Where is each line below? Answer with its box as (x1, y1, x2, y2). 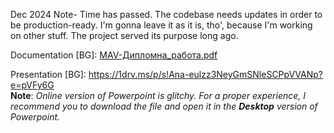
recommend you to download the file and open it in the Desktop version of (10, 100, 318, 112)
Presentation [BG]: (10, 69, 87, 80)
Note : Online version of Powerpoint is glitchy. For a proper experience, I (10, 90, 307, 101)
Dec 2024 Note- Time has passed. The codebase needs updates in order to (10, 9, 323, 20)
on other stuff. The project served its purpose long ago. (10, 30, 239, 41)
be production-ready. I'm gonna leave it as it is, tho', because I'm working (10, 19, 313, 31)
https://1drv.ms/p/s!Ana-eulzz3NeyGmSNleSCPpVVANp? (88, 69, 323, 80)
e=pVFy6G (10, 79, 55, 91)
